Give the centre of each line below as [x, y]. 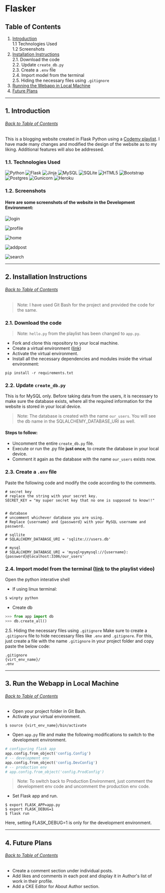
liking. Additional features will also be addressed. [55, 149]
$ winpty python [22, 598]
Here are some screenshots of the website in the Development [70, 202]
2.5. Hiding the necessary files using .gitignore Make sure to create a [76, 630]
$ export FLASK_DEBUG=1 [29, 809]
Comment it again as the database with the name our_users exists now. [84, 459]
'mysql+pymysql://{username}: [97, 552]
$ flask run [17, 814]
